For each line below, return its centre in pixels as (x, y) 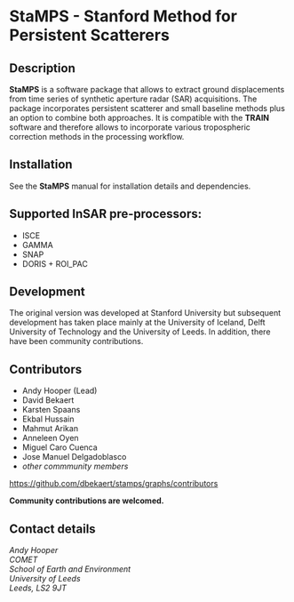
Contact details (52, 529)
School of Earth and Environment (70, 569)
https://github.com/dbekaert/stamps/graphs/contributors (114, 484)
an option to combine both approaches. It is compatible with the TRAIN (139, 118)
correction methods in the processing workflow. (97, 136)
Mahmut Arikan (50, 429)
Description (42, 68)
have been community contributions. (76, 341)
